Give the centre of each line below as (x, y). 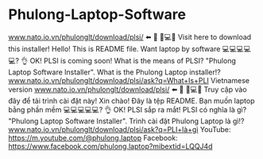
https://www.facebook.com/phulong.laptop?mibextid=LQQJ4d (110, 146)
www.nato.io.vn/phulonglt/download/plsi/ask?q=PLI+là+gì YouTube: (120, 129)
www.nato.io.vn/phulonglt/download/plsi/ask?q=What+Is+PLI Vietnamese (129, 80)
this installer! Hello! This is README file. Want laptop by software (114, 48)
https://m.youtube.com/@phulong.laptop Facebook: (93, 138)
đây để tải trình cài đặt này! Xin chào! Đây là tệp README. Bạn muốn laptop (131, 100)
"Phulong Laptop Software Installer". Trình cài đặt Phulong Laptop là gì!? (126, 121)
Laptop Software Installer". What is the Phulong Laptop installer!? (114, 72)
